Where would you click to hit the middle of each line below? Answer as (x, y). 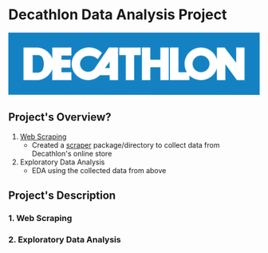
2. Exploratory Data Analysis (65, 239)
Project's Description (62, 196)
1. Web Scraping (40, 219)
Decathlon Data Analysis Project (118, 15)
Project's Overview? (60, 117)
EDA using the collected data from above (99, 170)
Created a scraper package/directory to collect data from (126, 144)
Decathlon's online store (72, 153)
